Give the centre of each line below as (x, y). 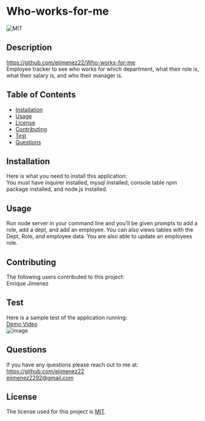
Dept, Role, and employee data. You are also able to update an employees (99, 236)
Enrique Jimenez (28, 283)
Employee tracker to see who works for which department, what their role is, (103, 69)
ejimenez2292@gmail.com (40, 377)
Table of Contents (41, 95)
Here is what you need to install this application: (67, 176)
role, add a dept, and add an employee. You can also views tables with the (100, 230)
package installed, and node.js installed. (57, 189)
